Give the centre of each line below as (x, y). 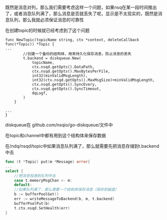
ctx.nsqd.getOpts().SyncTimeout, (66, 89)
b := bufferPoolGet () (36, 194)
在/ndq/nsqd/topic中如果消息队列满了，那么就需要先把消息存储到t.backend (82, 146)
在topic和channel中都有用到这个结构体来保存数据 (56, 135)
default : (23, 185)
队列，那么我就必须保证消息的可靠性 (46, 20)
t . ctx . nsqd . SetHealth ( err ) (42, 208)
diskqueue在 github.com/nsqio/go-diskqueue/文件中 (59, 125)
